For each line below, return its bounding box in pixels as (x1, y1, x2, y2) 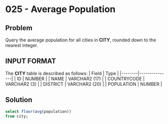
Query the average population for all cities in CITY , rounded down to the (5, 37, 156, 43)
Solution (5, 96, 32, 104)
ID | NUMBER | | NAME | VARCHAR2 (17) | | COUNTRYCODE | (17, 76, 145, 82)
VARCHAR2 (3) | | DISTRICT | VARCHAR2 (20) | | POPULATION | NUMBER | (5, 81, 162, 87)
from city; (5, 113, 28, 119)
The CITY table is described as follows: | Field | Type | (5, 70, 119, 76)
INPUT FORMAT (5, 57, 56, 66)
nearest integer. (5, 42, 38, 48)
